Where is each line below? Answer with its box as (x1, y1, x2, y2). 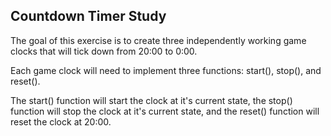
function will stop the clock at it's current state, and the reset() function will (10, 105, 320, 117)
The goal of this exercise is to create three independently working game (10, 34, 307, 46)
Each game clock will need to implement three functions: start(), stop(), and (10, 64, 322, 76)
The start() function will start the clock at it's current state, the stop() (10, 94, 293, 106)
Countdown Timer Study (10, 8, 167, 25)
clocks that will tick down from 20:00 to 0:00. (10, 45, 198, 57)
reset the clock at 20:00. (10, 115, 112, 128)
